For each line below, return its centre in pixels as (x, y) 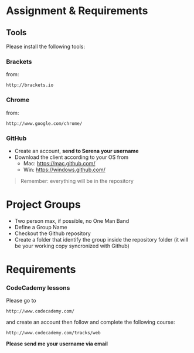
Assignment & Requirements (77, 11)
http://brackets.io (30, 85)
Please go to (21, 301)
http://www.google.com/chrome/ (44, 123)
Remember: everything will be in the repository (77, 181)
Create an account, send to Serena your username (76, 151)
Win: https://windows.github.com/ (64, 169)
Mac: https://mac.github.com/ (59, 163)
